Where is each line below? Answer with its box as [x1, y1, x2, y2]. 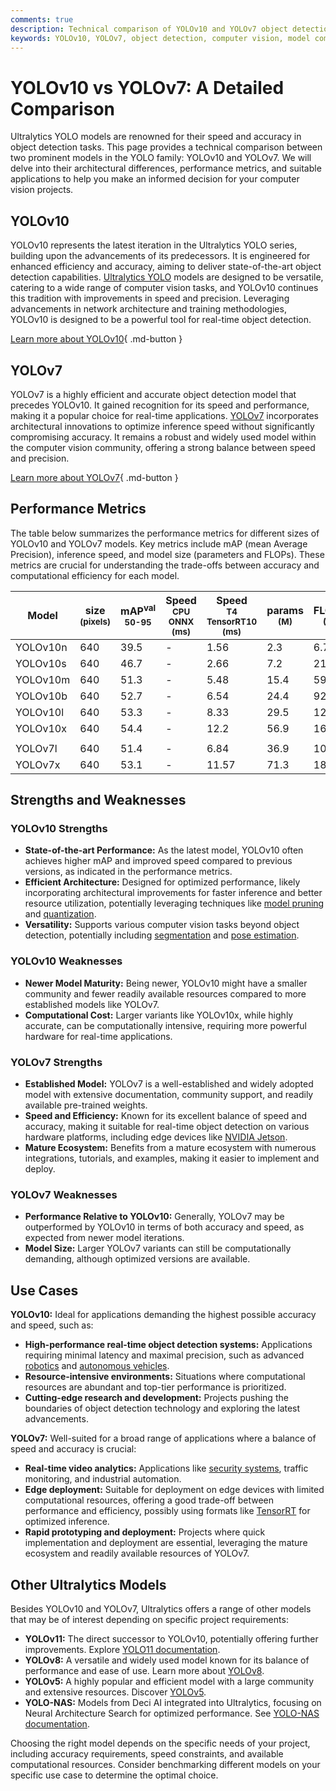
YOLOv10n [15, 640, 68, 654]
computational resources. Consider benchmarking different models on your [10, 1758, 321, 1770]
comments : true [10, 14, 74, 25]
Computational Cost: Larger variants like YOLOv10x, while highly [24, 1009, 294, 1021]
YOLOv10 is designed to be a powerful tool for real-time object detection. [10, 314, 312, 326]
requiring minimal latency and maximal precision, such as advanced [24, 1349, 305, 1361]
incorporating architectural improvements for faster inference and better [24, 887, 323, 899]
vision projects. [10, 184, 74, 196]
